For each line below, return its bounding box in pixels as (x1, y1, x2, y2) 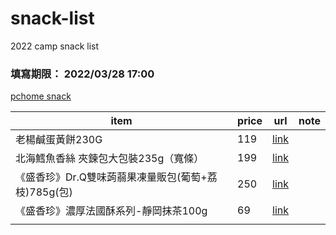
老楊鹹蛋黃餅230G (15, 133, 103, 147)
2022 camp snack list (10, 40, 100, 52)
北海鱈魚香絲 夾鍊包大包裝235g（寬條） (15, 152, 205, 166)
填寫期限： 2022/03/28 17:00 (10, 67, 155, 81)
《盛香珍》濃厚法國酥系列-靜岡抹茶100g (15, 204, 208, 218)
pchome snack (10, 90, 72, 102)
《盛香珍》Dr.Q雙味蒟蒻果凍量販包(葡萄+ (15, 170, 208, 184)
